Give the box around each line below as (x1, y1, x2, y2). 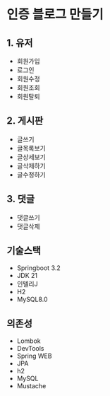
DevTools (16, 344, 44, 353)
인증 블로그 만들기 (6, 6, 104, 23)
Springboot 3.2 (16, 264, 61, 272)
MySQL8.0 (16, 295, 48, 304)
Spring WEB (16, 351, 52, 361)
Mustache (16, 382, 47, 390)
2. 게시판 (6, 115, 44, 127)
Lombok (16, 337, 42, 345)
